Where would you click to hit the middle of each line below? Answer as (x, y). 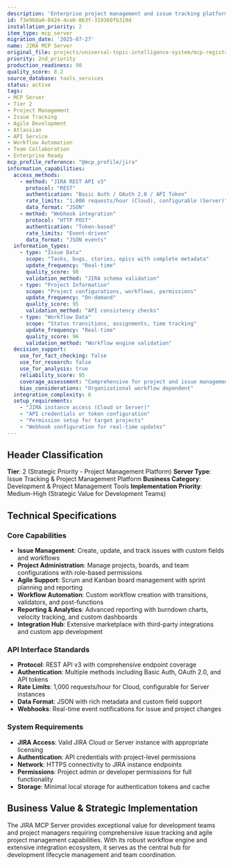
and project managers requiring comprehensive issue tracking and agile (110, 832)
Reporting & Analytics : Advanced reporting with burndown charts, (113, 610)
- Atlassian (24, 130)
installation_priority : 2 (44, 26)
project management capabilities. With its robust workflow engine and (107, 840)
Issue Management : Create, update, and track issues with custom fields (121, 551)
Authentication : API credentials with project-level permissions (106, 757)
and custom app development (60, 632)
